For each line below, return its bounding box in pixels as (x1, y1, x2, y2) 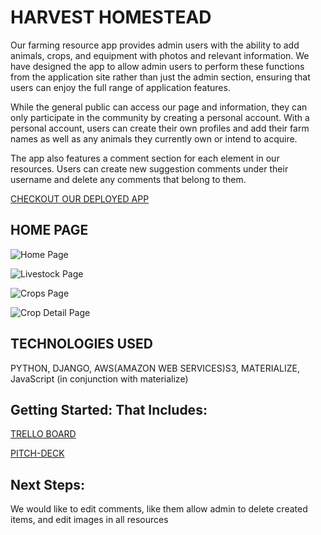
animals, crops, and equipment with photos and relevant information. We (10, 49, 310, 61)
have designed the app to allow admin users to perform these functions (10, 60, 305, 72)
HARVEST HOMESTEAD (10, 6, 212, 29)
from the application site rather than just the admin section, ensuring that (10, 71, 311, 83)
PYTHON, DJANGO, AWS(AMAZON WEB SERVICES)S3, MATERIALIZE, (10, 362, 300, 374)
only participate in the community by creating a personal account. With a (10, 111, 310, 123)
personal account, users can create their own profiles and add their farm (10, 122, 310, 134)
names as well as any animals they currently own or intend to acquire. (10, 132, 298, 145)
